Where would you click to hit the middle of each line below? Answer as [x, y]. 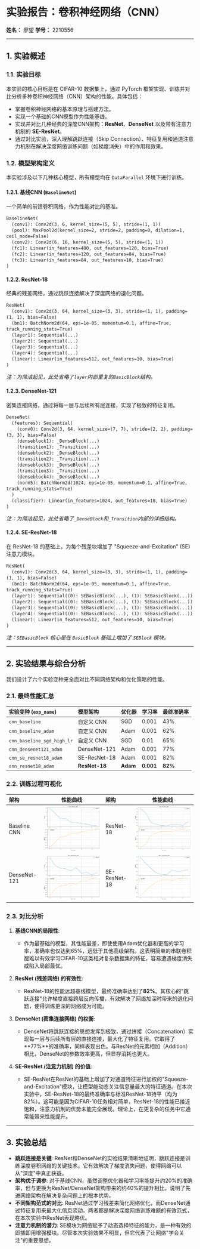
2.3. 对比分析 [25, 917]
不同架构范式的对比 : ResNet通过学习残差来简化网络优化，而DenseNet [100, 1202]
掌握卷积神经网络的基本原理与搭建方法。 [64, 109]
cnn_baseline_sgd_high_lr [41, 741]
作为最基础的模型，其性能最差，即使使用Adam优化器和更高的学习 [104, 943]
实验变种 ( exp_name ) [32, 712]
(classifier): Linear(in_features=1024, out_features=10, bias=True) [99, 501]
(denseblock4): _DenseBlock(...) [58, 477]
